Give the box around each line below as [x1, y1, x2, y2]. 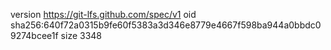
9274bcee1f [10, 30, 59, 41]
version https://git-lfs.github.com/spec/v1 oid [10, 9, 197, 20]
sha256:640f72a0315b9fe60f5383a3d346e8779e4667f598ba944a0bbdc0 [10, 19, 322, 31]
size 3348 [60, 30, 103, 41]
